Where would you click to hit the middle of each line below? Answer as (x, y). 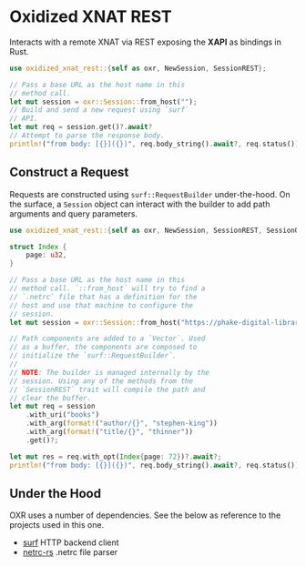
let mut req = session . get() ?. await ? (81, 127)
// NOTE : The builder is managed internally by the (109, 372)
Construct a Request (69, 172)
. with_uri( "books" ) (63, 415)
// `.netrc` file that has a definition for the (103, 297)
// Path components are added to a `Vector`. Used (107, 339)
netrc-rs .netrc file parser (70, 552)
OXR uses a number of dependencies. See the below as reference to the (145, 515)
